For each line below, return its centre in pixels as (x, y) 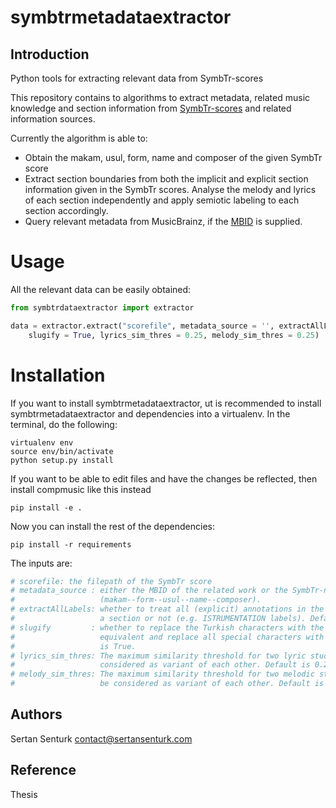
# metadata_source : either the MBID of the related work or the (149, 591)
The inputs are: (41, 563)
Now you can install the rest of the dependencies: (113, 526)
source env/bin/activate (62, 451)
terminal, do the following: (64, 424)
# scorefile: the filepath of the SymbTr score (111, 581)
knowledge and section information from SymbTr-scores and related (151, 108)
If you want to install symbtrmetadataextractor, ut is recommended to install (166, 403)
